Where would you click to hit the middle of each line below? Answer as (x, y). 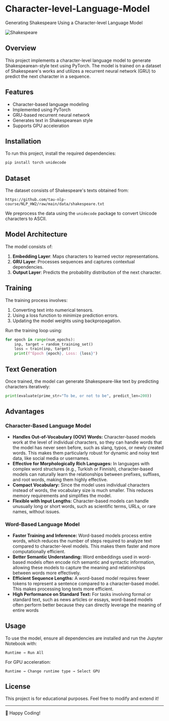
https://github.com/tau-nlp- (36, 200)
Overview (21, 48)
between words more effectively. (47, 573)
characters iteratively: (28, 387)
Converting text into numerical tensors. (53, 310)
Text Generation (31, 369)
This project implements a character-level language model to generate (78, 60)
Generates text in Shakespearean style (53, 120)
